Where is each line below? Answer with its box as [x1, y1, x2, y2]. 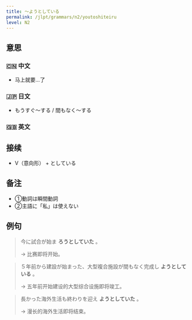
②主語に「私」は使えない [14, 202, 79, 209]
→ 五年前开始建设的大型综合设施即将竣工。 [20, 282, 125, 289]
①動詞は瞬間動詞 [14, 195, 59, 202]
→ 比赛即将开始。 [20, 250, 63, 257]
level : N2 [6, 19, 31, 25]
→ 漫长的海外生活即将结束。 [20, 308, 89, 315]
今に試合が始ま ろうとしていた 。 [20, 238, 101, 245]
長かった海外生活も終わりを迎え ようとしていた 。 [20, 295, 142, 302]
